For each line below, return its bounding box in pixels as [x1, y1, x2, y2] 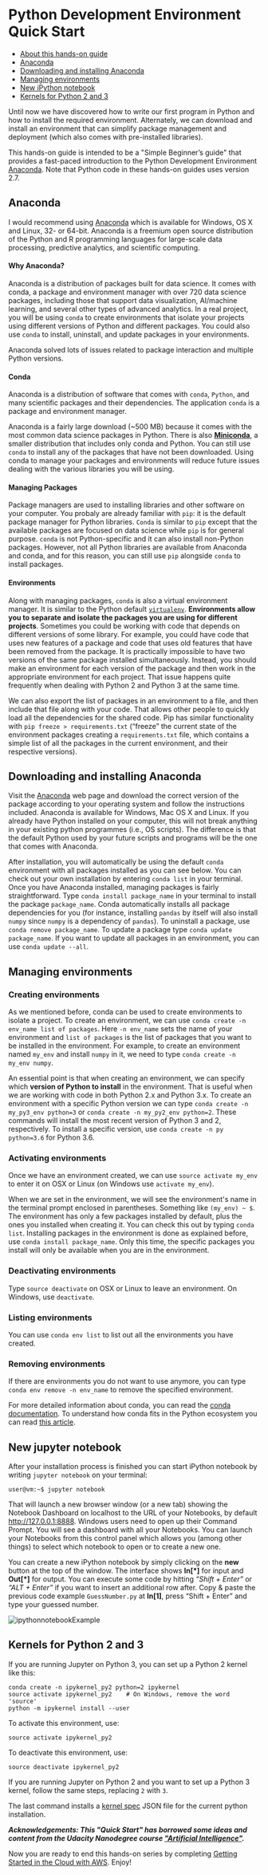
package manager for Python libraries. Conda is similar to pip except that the [8, 517, 258, 527]
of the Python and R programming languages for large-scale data [8, 234, 223, 244]
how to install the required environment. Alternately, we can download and [8, 115, 253, 124]
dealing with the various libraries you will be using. [8, 464, 175, 474]
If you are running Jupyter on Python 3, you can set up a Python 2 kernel [8, 1659, 248, 1668]
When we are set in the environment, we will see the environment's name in [8, 1195, 257, 1204]
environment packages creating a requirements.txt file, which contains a [8, 730, 250, 739]
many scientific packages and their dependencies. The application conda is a [8, 398, 260, 408]
